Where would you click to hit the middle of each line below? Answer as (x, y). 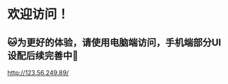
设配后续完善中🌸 (43, 56)
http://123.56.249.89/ (38, 73)
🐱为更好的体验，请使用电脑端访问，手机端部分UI (114, 42)
